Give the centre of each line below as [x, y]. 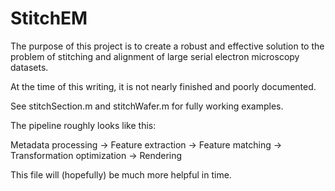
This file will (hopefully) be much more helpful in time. [121, 174]
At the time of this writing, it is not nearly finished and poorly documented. [163, 86]
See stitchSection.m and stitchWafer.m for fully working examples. [147, 106]
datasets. [29, 67]
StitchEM [49, 18]
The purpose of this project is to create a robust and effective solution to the [167, 46]
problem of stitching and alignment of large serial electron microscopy [155, 56]
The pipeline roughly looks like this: [83, 125]
